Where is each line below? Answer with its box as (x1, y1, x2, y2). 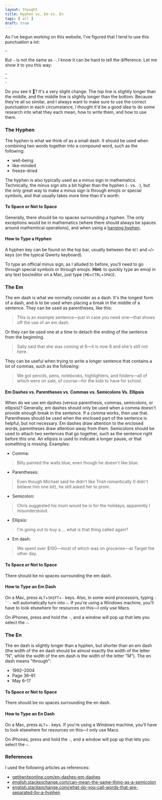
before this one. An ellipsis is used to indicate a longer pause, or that (5, 436, 142, 442)
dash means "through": (5, 658, 52, 664)
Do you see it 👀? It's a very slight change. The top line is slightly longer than (5, 88, 156, 95)
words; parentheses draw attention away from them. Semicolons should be (5, 426, 155, 431)
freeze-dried (12, 168, 38, 173)
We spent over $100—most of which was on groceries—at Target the (16, 545, 155, 551)
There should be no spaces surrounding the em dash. (5, 573, 112, 579)
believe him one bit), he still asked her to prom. (16, 484, 110, 490)
